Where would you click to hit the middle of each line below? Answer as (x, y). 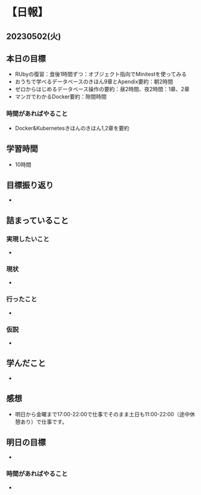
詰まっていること (37, 220)
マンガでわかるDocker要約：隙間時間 (61, 97)
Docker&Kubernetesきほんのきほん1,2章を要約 (72, 128)
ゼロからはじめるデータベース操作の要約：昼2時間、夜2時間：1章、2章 (102, 89)
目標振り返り (30, 185)
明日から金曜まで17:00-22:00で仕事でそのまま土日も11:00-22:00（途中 (102, 414)
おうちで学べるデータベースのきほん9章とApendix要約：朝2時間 (94, 82)
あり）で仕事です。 (44, 422)
